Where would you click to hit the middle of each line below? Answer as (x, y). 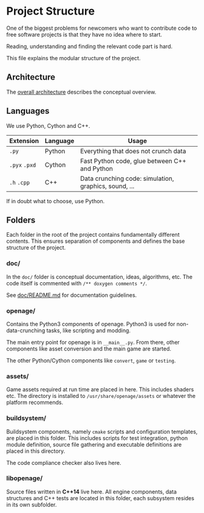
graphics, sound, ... (107, 186)
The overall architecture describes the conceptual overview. (81, 92)
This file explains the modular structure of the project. (73, 58)
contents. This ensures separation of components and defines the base (96, 241)
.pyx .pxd (23, 165)
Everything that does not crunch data (133, 151)
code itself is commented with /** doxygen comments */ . (77, 283)
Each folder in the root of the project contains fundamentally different (93, 235)
